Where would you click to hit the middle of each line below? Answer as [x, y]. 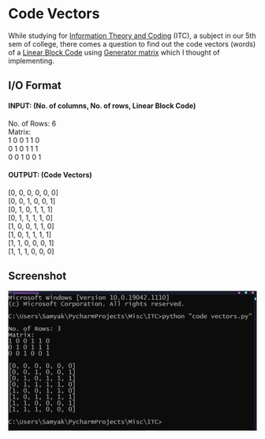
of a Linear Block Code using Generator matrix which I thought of [114, 52]
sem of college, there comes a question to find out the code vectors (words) [132, 43]
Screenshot [37, 276]
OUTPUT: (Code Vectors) [50, 175]
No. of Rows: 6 [32, 123]
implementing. [32, 61]
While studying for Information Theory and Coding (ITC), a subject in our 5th [132, 36]
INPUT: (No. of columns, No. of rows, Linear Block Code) [102, 105]
